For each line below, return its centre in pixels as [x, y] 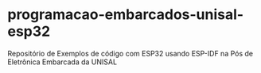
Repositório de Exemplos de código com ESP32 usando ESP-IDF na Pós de [130, 53]
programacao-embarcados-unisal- [126, 15]
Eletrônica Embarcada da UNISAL [62, 62]
